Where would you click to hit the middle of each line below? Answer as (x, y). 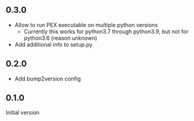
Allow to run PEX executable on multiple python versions (86, 25)
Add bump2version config (48, 79)
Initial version (23, 112)
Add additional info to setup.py (53, 44)
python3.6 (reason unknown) (60, 38)
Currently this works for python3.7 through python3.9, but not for (106, 31)
